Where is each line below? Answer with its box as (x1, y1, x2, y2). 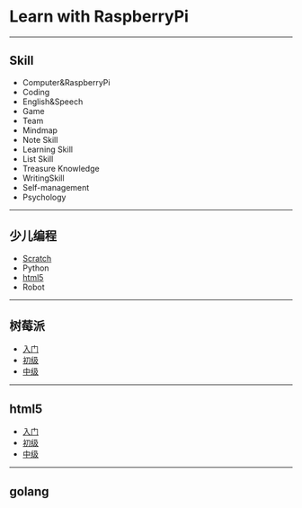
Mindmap (22, 124, 58, 136)
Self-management (22, 182, 90, 192)
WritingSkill (22, 173, 65, 183)
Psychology (22, 192, 67, 202)
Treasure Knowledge (22, 163, 101, 174)
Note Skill (22, 134, 58, 145)
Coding (22, 86, 50, 97)
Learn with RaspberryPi (9, 6, 189, 27)
